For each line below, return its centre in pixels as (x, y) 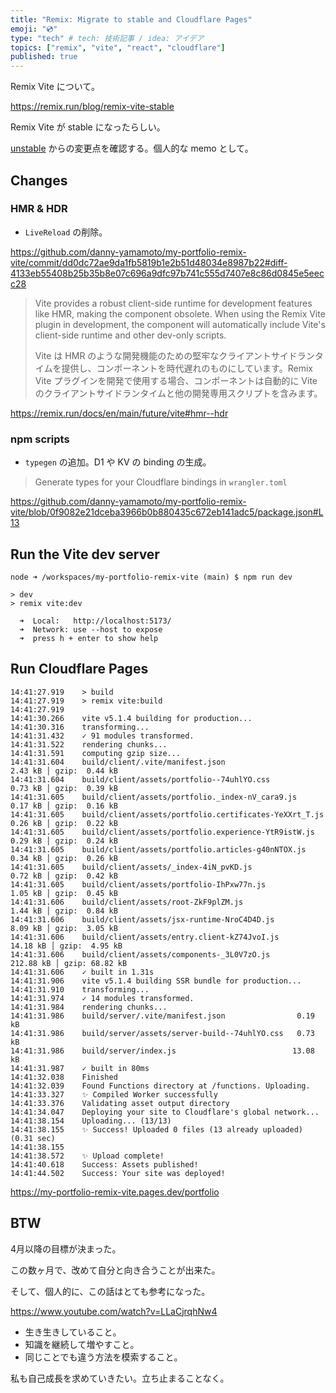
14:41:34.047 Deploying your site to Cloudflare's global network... (165, 1112)
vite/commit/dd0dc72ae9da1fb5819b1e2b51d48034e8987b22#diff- (149, 262)
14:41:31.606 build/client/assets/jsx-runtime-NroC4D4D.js (142, 919)
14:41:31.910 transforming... (80, 989)
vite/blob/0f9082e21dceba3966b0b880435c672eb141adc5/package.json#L (167, 512)
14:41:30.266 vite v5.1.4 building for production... (131, 718)
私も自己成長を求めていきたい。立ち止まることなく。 (120, 1378)
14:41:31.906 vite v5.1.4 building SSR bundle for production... (156, 981)
